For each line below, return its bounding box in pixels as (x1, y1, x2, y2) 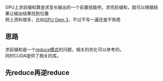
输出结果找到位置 (13, 10, 49, 16)
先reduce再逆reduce (5, 69, 70, 77)
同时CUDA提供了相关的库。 (5, 52, 61, 58)
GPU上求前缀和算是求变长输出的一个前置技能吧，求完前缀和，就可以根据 (5, 4, 154, 10)
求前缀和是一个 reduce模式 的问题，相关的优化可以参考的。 (5, 46, 124, 52)
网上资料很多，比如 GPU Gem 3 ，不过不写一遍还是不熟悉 (5, 17, 121, 22)
